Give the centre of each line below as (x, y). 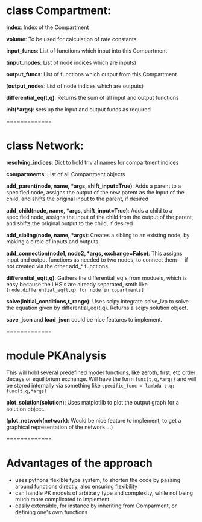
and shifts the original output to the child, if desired (70, 223)
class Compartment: (59, 11)
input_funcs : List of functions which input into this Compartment (87, 51)
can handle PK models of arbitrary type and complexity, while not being (104, 493)
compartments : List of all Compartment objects (66, 174)
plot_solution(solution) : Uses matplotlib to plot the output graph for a (93, 402)
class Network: (45, 146)
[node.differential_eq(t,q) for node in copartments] (75, 290)
